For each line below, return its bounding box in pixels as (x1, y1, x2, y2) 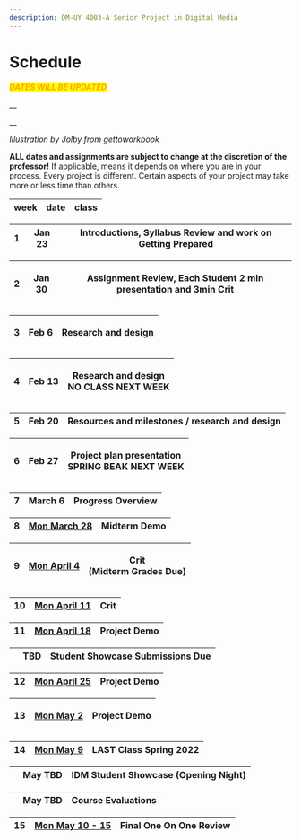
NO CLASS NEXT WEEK (66, 381, 170, 393)
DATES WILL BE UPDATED (9, 82, 107, 92)
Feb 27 (28, 454, 59, 467)
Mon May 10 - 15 (34, 818, 112, 831)
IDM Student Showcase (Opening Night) (71, 768, 246, 781)
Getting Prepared (138, 237, 213, 249)
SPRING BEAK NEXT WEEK (66, 459, 185, 472)
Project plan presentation (70, 449, 182, 461)
